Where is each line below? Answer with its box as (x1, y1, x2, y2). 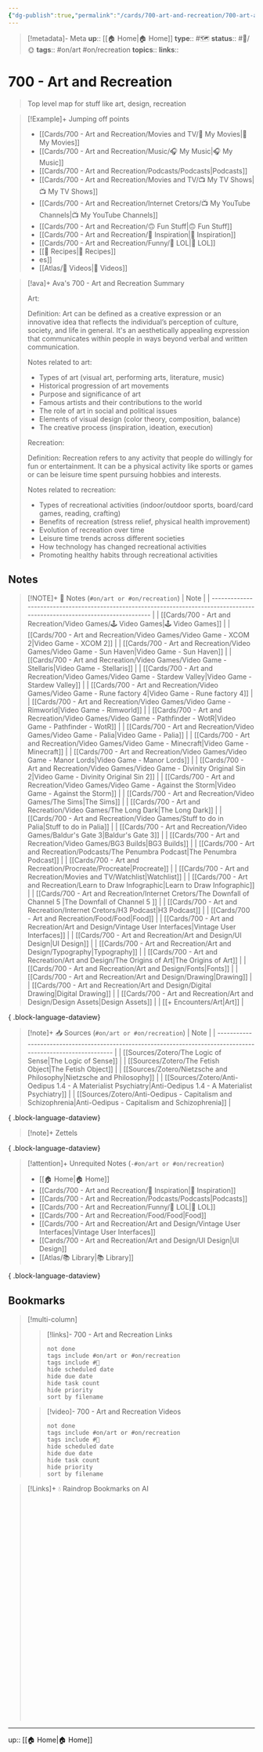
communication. (27, 342, 80, 352)
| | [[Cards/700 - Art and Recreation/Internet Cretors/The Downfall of (27, 889, 250, 899)
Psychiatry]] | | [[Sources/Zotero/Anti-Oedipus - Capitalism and (27, 1090, 232, 1099)
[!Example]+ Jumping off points (27, 114, 130, 123)
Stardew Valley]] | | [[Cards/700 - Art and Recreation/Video (27, 681, 219, 690)
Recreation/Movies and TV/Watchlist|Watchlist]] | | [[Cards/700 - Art (27, 872, 248, 881)
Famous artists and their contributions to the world (38, 397, 203, 407)
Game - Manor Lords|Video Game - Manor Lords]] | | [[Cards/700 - (27, 755, 244, 765)
